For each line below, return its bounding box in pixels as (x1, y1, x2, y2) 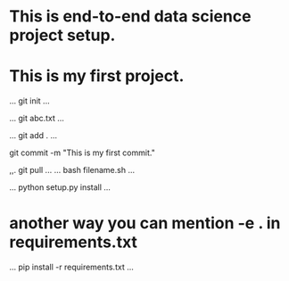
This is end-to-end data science (9, 6, 252, 27)
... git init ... (9, 95, 51, 106)
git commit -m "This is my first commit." (9, 147, 156, 158)
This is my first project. (9, 66, 185, 87)
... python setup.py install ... (9, 182, 111, 193)
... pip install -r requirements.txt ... (9, 261, 134, 273)
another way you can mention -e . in (9, 213, 281, 234)
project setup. (9, 25, 116, 45)
